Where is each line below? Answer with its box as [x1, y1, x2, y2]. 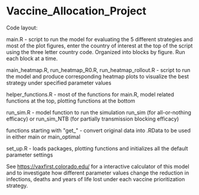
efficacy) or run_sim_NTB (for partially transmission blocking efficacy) [6, 115, 179, 122]
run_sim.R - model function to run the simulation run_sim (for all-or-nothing [6, 109, 192, 116]
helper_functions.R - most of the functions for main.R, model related [6, 91, 174, 98]
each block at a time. [6, 55, 58, 62]
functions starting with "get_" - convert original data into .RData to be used [6, 127, 191, 134]
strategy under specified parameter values [6, 79, 112, 86]
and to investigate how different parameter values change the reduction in [6, 169, 189, 176]
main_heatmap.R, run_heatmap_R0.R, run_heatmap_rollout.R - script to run [6, 66, 191, 73]
